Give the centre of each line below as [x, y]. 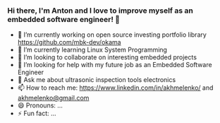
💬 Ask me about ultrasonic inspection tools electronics [97, 80]
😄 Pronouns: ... [40, 105]
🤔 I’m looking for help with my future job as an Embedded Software [115, 65]
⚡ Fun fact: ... [37, 113]
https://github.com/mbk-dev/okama [69, 42]
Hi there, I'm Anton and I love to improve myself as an [100, 11]
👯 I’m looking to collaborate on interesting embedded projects [107, 57]
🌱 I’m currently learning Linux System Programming [92, 50]
